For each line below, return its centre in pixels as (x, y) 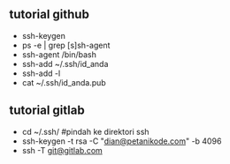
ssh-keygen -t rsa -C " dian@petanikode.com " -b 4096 (122, 141)
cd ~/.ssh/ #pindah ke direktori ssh (85, 131)
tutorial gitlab (47, 111)
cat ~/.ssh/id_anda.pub (64, 82)
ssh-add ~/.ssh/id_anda (65, 63)
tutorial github (50, 15)
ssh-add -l (41, 73)
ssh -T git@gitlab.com (62, 150)
